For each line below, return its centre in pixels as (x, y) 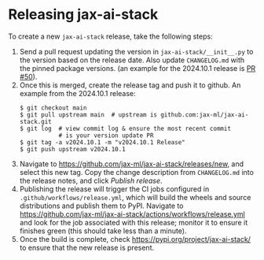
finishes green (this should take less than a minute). (103, 231)
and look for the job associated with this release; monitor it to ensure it (134, 222)
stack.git (36, 121)
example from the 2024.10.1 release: (77, 93)
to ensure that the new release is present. (87, 247)
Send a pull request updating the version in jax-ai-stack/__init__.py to (136, 51)
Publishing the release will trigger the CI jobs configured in (114, 189)
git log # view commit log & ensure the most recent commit (129, 128)
